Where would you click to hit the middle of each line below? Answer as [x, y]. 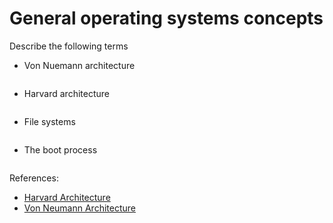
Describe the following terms [69, 46]
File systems [49, 121]
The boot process [60, 149]
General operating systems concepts [166, 18]
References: [34, 178]
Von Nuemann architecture [79, 65]
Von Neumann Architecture [79, 208]
